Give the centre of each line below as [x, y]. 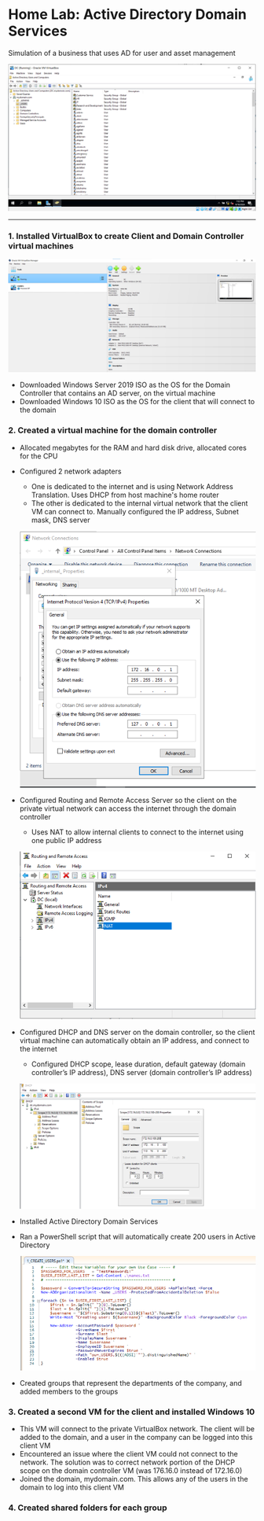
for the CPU [38, 456]
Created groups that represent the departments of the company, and [130, 1383]
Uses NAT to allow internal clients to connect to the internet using [137, 832]
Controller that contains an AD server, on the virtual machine [117, 393]
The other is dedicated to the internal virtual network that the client [139, 503]
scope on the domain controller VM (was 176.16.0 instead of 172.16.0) [131, 1471]
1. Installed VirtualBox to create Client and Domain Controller [126, 236]
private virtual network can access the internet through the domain [128, 808]
